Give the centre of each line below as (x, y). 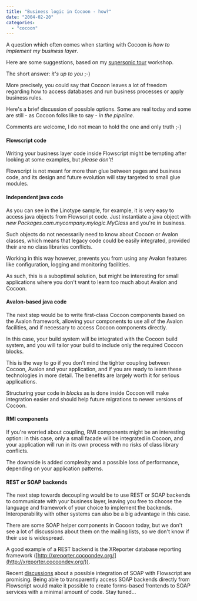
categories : (21, 22)
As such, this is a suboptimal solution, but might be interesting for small (93, 276)
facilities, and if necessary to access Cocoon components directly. (87, 327)
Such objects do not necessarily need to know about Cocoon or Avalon (92, 234)
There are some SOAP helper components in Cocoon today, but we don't (94, 526)
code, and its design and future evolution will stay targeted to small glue (93, 177)
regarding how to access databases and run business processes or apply (95, 91)
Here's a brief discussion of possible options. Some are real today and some (98, 109)
